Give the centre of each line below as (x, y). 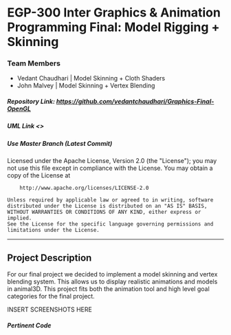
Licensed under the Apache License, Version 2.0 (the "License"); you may (112, 161)
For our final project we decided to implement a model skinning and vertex (112, 274)
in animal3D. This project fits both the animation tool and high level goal (108, 289)
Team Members (34, 63)
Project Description (49, 258)
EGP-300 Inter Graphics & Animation (114, 13)
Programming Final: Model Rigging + (113, 27)
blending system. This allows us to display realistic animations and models (112, 282)
